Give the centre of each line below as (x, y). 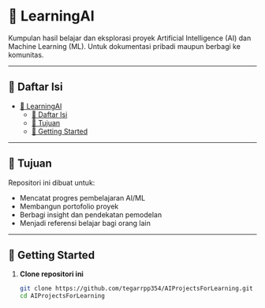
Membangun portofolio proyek (69, 206)
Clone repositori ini (52, 274)
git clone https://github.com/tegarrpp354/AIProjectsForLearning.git (136, 289)
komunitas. (26, 54)
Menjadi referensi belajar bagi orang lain (85, 223)
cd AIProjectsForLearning (62, 296)
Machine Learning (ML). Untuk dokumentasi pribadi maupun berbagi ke (124, 46)
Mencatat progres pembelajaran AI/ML (82, 197)
